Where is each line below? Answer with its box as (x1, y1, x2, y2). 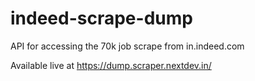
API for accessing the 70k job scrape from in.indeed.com (10, 40, 245, 52)
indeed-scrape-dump (10, 7, 193, 30)
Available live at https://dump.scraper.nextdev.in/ (10, 59, 212, 71)
